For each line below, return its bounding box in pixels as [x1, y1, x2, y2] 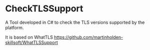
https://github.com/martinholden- [54, 34, 123, 40]
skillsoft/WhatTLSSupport [5, 39, 58, 45]
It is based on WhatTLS [5, 34, 53, 40]
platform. [5, 24, 24, 30]
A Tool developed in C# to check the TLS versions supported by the [5, 19, 145, 25]
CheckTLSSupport [5, 3, 83, 14]
